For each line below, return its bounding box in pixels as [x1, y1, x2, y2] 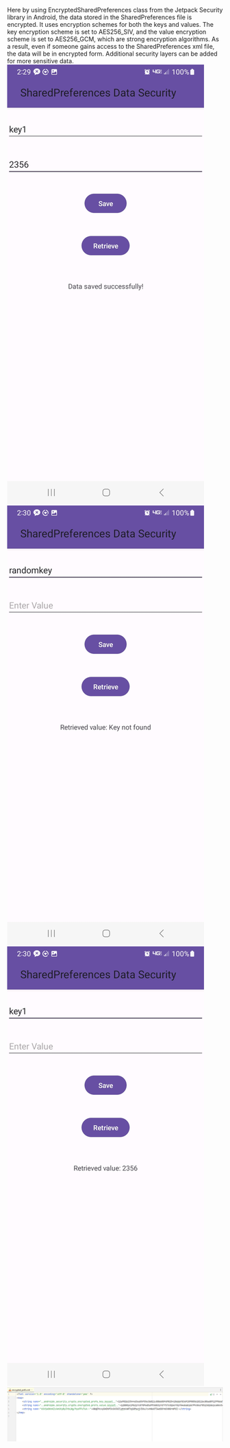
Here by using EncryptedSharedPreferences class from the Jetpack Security [7, 6, 223, 14]
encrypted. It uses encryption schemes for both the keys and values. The [7, 21, 214, 28]
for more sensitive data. [7, 57, 74, 65]
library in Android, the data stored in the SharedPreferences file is [7, 13, 192, 21]
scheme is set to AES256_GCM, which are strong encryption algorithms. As [7, 35, 219, 43]
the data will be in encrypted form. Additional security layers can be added [7, 49, 218, 58]
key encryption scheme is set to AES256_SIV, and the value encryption [7, 27, 207, 36]
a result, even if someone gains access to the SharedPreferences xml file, [7, 43, 215, 50]
